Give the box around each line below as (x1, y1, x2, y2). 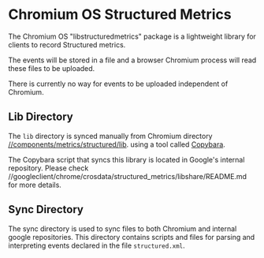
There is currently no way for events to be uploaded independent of (8, 79, 229, 88)
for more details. (8, 180, 61, 189)
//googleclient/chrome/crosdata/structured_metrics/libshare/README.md (8, 171, 247, 181)
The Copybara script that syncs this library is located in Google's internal (8, 155, 245, 164)
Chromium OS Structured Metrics (8, 6, 232, 24)
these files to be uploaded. (8, 63, 95, 73)
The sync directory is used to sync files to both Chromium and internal (8, 223, 237, 234)
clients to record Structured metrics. (8, 39, 126, 49)
